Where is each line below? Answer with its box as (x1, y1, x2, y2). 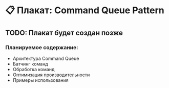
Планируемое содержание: (5, 43, 78, 51)
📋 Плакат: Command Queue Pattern (5, 5, 165, 16)
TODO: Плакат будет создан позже (5, 28, 123, 37)
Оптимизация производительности (12, 72, 90, 78)
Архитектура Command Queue (12, 55, 79, 61)
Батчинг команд (12, 60, 49, 67)
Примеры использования (12, 77, 69, 83)
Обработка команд (12, 66, 55, 72)
